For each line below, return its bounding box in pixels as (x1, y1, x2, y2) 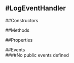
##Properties (5, 37, 33, 43)
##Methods (5, 27, 29, 33)
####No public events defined (5, 52, 69, 58)
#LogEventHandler (5, 4, 66, 13)
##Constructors (5, 17, 39, 23)
